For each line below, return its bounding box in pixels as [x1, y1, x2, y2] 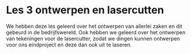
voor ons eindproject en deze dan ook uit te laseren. [6, 41, 132, 48]
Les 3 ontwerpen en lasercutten [6, 3, 164, 17]
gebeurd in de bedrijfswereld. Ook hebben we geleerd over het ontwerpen [6, 28, 186, 35]
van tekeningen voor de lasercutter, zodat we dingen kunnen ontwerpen [6, 35, 180, 42]
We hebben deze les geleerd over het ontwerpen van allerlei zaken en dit [6, 23, 183, 30]
